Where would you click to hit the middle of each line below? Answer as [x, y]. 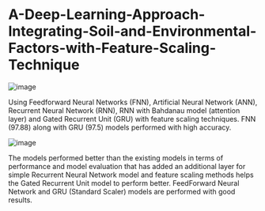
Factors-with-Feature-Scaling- [112, 48]
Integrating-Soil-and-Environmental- [132, 31]
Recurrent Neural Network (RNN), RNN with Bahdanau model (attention [124, 110]
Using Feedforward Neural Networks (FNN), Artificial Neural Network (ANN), [133, 102]
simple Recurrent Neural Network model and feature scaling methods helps [131, 175]
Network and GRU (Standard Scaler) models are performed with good [122, 191]
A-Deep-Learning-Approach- [107, 15]
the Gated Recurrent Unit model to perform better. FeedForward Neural [124, 183]
